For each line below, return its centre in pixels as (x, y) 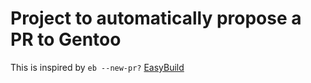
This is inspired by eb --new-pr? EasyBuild (97, 67)
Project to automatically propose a (156, 18)
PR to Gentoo (66, 39)
